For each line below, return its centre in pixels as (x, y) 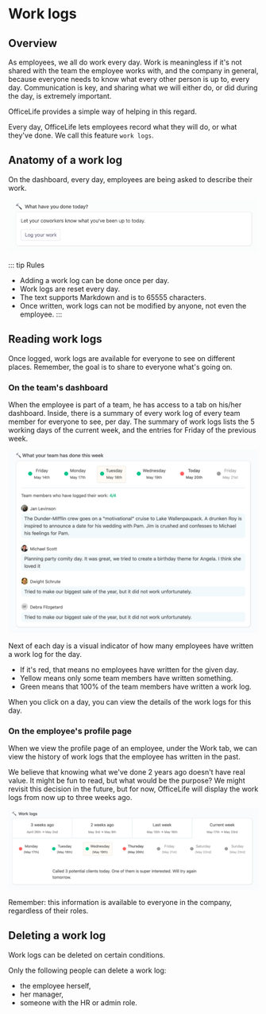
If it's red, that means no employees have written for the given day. (129, 670)
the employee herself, (55, 985)
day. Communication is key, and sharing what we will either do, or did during (133, 87)
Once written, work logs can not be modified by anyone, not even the (133, 305)
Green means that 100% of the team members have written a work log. (135, 687)
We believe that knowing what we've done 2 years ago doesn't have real (127, 772)
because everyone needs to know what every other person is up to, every (129, 79)
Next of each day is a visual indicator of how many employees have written (131, 646)
